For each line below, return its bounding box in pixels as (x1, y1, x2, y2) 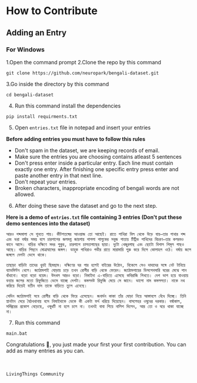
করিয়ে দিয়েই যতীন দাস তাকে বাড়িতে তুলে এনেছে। (6, 283, 88, 289)
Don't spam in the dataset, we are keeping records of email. (14, 146, 160, 154)
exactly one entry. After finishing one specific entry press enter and (14, 165, 179, 172)
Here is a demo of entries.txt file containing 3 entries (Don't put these (6, 214, 182, 221)
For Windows (6, 45, 45, 54)
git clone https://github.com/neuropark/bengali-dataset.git (6, 70, 159, 76)
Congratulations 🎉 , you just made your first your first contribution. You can (6, 341, 186, 348)
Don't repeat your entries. (14, 178, 78, 185)
